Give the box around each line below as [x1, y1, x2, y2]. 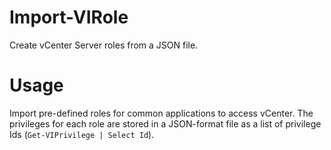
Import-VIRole [9, 6, 129, 29]
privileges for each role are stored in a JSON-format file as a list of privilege [9, 117, 322, 130]
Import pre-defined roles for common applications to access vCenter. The [9, 107, 314, 119]
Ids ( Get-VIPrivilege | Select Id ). [9, 128, 155, 140]
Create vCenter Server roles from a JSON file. [9, 39, 199, 51]
